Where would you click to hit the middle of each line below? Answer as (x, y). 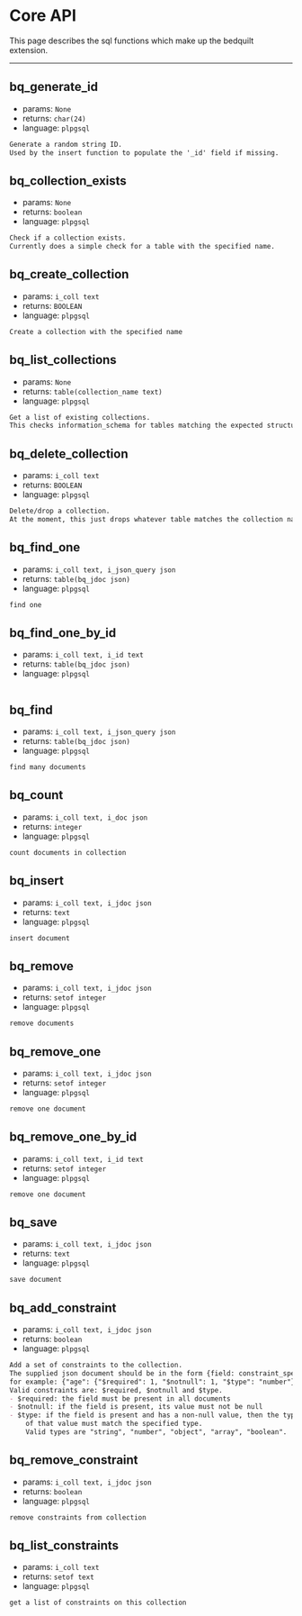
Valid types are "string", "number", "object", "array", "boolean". (156, 1432)
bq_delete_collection (69, 454)
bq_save (33, 1222)
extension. (29, 50)
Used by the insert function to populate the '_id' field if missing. (144, 153)
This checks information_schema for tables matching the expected (136, 426)
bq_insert (37, 881)
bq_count (36, 795)
